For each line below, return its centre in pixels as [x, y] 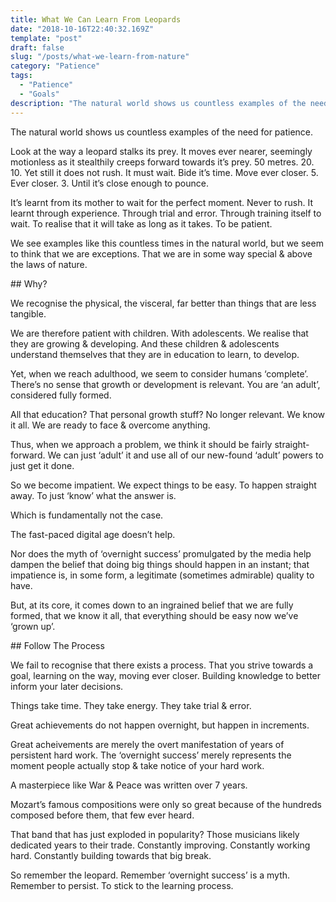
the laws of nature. [49, 264]
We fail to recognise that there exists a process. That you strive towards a [162, 665]
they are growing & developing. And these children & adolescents [145, 343]
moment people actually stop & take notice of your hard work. [137, 765]
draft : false [37, 47]
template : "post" [46, 38]
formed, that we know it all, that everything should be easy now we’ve [154, 615]
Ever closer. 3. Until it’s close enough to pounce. [109, 183]
